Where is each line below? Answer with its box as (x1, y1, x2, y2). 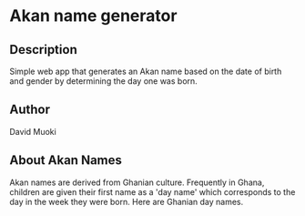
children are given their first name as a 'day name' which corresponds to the (9, 186, 296, 197)
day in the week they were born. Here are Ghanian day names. (9, 196, 244, 207)
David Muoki (9, 126, 56, 137)
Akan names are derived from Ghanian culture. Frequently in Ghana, (9, 177, 265, 188)
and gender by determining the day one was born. (9, 76, 198, 87)
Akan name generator (9, 5, 178, 26)
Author (9, 102, 50, 118)
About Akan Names (9, 152, 123, 169)
